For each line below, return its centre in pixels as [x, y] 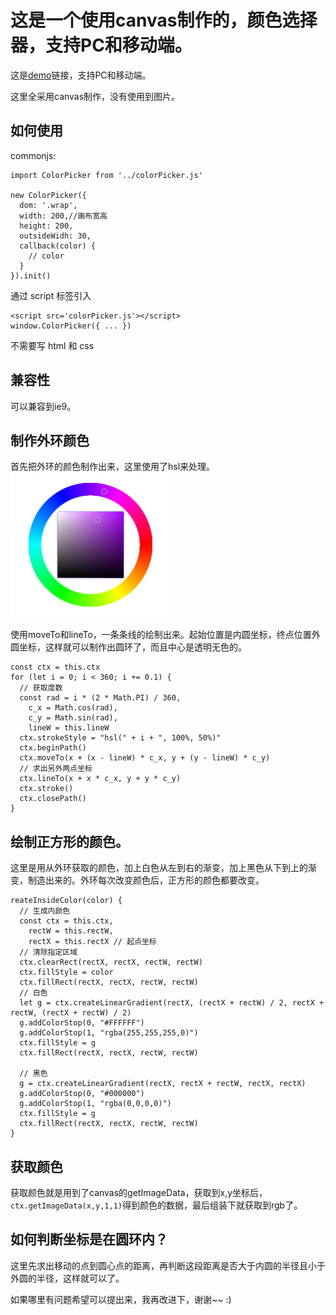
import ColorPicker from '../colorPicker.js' [106, 175]
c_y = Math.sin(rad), [73, 718]
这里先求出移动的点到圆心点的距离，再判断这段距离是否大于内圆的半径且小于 [168, 1265]
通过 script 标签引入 [51, 295]
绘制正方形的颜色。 [69, 841]
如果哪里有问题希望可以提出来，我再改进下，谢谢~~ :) [121, 1299]
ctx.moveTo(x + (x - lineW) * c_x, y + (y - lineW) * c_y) [145, 758]
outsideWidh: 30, [55, 236]
